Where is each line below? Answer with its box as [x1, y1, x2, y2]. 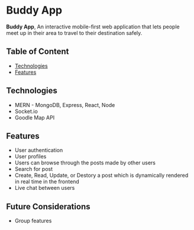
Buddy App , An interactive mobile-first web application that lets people [6, 23, 180, 30]
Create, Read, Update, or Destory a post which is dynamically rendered [14, 172, 189, 179]
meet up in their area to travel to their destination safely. [6, 29, 143, 36]
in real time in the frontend [14, 178, 80, 185]
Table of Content [6, 47, 69, 57]
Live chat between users [14, 184, 75, 192]
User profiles [14, 153, 47, 160]
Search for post [14, 166, 53, 173]
